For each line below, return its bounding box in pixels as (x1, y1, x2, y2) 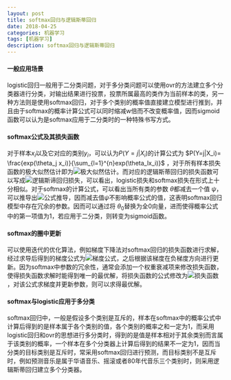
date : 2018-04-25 (7, 23, 57, 30)
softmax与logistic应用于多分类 (7, 297, 95, 306)
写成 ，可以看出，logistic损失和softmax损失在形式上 (12, 177, 214, 185)
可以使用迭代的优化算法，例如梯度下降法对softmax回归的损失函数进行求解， (7, 246, 223, 254)
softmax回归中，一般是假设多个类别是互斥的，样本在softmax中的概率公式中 (7, 314, 221, 322)
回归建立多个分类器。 (25, 366, 86, 374)
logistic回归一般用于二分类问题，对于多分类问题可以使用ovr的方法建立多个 (7, 81, 218, 90)
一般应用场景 (7, 64, 43, 72)
